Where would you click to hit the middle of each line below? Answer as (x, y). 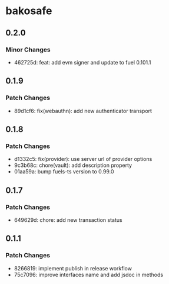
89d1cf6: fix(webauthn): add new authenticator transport (83, 111)
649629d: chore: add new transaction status (68, 220)
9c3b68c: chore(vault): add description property (73, 165)
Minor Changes (28, 50)
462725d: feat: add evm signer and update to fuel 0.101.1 (82, 62)
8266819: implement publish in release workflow (73, 268)
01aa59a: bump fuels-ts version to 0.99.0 (64, 172)
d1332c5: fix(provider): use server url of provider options (83, 159)
